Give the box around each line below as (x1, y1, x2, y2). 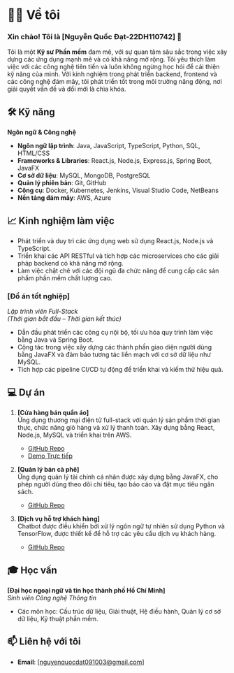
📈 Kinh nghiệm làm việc (7, 215, 115, 226)
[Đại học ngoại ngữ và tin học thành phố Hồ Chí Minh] (7, 586, 166, 595)
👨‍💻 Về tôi (7, 7, 61, 23)
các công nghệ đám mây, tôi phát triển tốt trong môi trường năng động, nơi (7, 78, 222, 86)
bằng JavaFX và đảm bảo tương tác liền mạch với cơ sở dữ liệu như (17, 350, 212, 359)
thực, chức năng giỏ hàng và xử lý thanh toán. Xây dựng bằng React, (17, 424, 215, 432)
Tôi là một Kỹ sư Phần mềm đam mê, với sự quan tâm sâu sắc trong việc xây (7, 48, 228, 56)
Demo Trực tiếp (27, 451, 73, 461)
